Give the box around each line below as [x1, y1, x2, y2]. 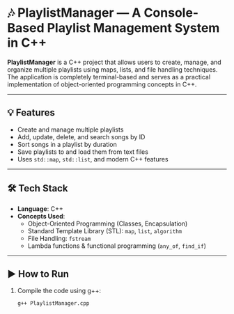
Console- [143, 5, 199, 21]
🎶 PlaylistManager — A [7, 5, 141, 21]
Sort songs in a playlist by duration [17, 140, 117, 148]
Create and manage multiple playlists [17, 125, 124, 134]
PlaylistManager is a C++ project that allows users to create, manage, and [7, 58, 221, 66]
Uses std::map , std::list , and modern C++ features [17, 155, 169, 163]
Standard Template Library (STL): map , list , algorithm [27, 226, 182, 235]
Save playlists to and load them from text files [17, 148, 148, 156]
